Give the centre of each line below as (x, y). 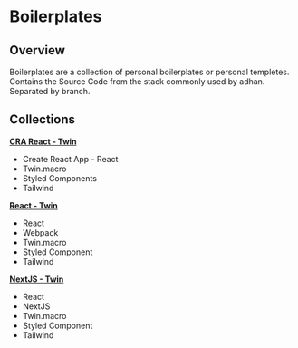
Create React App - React (70, 159)
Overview (38, 50)
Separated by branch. (50, 91)
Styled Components (60, 178)
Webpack (40, 232)
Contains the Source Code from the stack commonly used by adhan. (137, 82)
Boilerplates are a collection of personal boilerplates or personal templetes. (149, 72)
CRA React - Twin (43, 141)
